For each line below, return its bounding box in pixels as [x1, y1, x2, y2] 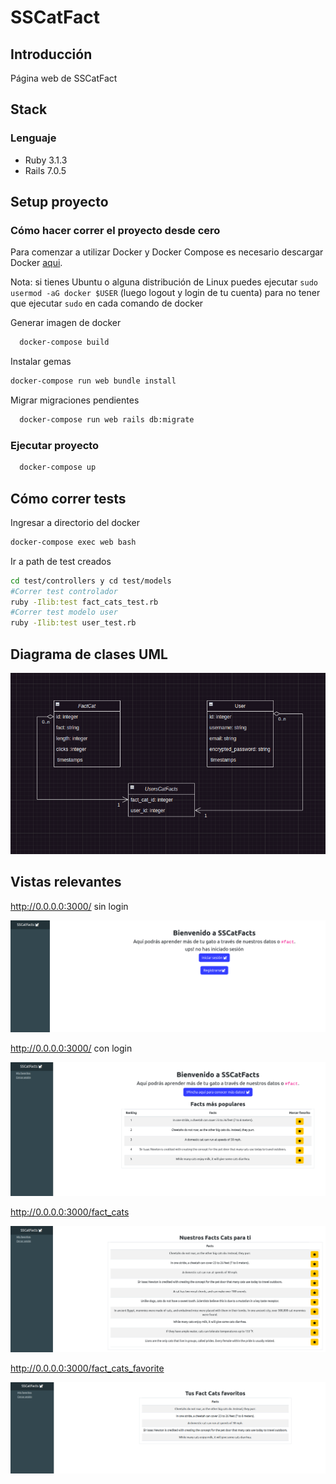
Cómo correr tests [10, 490, 127, 507]
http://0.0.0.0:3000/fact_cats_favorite [10, 1362, 165, 1375]
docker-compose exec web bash [10, 537, 137, 547]
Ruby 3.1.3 [24, 154, 68, 166]
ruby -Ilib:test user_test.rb [10, 618, 137, 628]
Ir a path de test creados [10, 555, 112, 567]
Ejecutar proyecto [10, 438, 100, 452]
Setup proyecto [10, 194, 109, 211]
